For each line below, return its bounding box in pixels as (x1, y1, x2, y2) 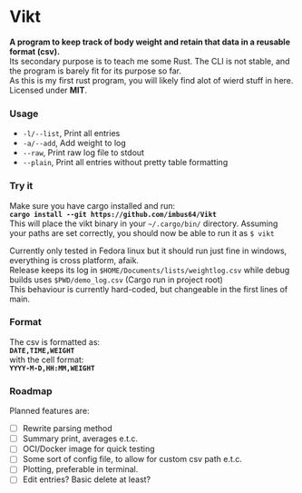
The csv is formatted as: (9, 336, 101, 347)
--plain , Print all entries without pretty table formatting (22, 157, 229, 168)
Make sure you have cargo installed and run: (9, 200, 176, 211)
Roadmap (9, 384, 53, 397)
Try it (9, 180, 34, 192)
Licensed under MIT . (9, 84, 88, 95)
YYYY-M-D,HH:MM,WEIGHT (9, 363, 95, 373)
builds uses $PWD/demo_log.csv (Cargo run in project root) (9, 274, 224, 285)
